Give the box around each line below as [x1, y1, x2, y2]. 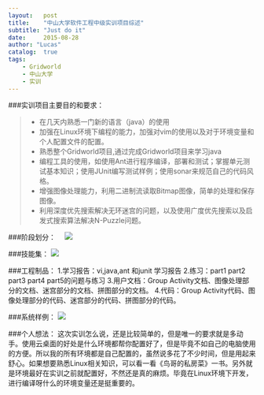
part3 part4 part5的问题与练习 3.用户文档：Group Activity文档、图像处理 [8, 275, 243, 285]
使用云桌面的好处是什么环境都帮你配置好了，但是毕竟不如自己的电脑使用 [21, 338, 256, 348]
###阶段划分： [8, 232, 57, 241]
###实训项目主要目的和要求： [8, 100, 104, 110]
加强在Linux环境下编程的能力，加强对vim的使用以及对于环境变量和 [38, 127, 255, 136]
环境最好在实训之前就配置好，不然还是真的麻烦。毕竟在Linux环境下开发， [14, 368, 253, 378]
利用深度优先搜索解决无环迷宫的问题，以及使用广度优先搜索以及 [38, 206, 246, 215]
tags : [8, 56, 26, 64]
